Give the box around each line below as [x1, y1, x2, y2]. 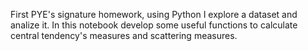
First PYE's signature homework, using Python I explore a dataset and [10, 9, 298, 20]
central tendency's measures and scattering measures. [10, 30, 238, 41]
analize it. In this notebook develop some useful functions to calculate [10, 19, 298, 31]
